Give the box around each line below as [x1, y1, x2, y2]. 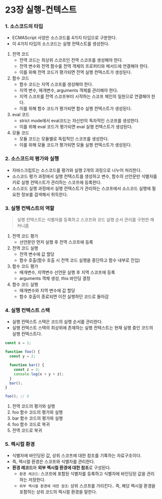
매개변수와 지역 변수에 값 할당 [19, 288, 75, 294]
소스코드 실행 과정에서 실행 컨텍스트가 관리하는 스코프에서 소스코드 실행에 [12, 185, 151, 191]
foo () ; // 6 [5, 394, 29, 399]
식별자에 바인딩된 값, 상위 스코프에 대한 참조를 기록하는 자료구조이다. [12, 452, 142, 458]
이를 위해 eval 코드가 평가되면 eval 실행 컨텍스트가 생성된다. [19, 124, 133, 130]
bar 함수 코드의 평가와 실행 [12, 415, 63, 421]
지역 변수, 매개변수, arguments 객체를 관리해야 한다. [19, 88, 118, 94]
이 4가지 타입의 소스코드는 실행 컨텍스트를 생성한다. [12, 41, 110, 47]
